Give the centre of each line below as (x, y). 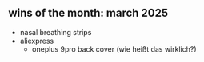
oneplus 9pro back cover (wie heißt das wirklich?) (114, 49)
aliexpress (37, 41)
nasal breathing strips (56, 32)
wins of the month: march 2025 (88, 13)
